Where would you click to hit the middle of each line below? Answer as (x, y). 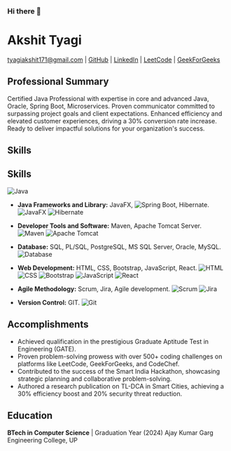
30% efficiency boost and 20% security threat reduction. (100, 393)
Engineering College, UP (43, 440)
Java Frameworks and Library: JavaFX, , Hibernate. (113, 204)
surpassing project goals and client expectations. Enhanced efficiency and (115, 113)
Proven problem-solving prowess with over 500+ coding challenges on (120, 356)
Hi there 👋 (24, 11)
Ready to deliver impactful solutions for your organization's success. (106, 128)
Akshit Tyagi (44, 40)
